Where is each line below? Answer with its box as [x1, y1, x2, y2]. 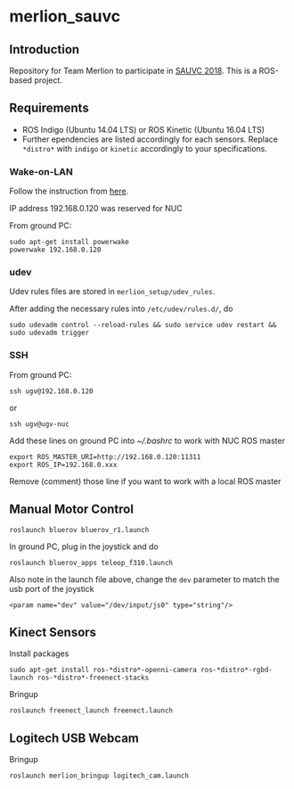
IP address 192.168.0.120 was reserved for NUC [9, 203, 183, 214]
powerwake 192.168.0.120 [9, 245, 102, 255]
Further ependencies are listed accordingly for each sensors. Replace [21, 134, 279, 144]
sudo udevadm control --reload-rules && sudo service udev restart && [9, 321, 277, 330]
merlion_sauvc [9, 6, 121, 27]
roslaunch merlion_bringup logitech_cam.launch [9, 771, 190, 781]
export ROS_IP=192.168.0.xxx [9, 460, 118, 469]
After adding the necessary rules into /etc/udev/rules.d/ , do [9, 303, 233, 314]
